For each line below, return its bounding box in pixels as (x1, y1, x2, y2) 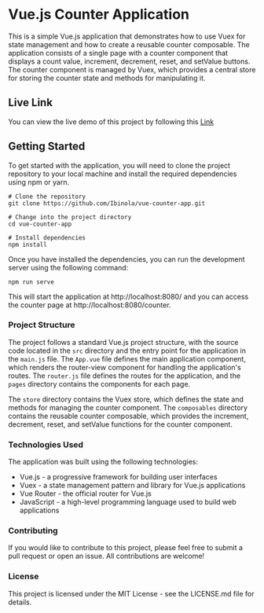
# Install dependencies (8, 233, 86, 241)
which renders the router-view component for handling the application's (8, 362, 241, 372)
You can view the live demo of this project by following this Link (8, 116, 214, 127)
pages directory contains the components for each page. (8, 379, 191, 388)
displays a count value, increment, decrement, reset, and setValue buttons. (8, 57, 251, 66)
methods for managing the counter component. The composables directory (8, 402, 248, 412)
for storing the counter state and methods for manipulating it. (8, 73, 206, 83)
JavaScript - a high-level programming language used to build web (19, 497, 237, 507)
